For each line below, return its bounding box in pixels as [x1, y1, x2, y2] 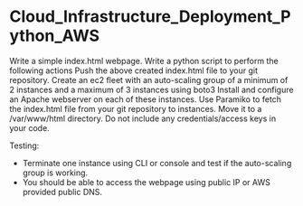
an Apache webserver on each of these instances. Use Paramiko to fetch [9, 93, 282, 105]
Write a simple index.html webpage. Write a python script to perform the [9, 55, 279, 66]
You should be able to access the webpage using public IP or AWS [22, 176, 271, 187]
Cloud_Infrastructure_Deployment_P [9, 6, 291, 27]
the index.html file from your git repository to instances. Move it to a [9, 103, 262, 114]
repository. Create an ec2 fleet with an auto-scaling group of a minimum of [9, 74, 289, 85]
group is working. [22, 167, 89, 178]
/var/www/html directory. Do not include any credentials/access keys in [9, 113, 277, 124]
